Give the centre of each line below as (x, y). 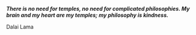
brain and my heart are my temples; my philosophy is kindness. (87, 15)
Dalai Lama (20, 27)
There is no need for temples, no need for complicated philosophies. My (98, 9)
